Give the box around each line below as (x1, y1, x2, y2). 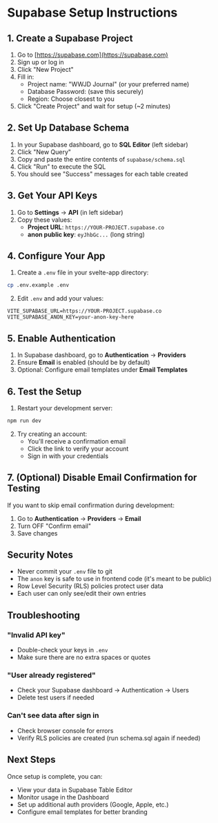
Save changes (17, 529, 58, 537)
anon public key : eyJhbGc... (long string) (27, 230, 145, 238)
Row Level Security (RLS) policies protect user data (17, 582, 163, 590)
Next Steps (7, 754, 56, 766)
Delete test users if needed (17, 693, 95, 702)
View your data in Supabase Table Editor (17, 786, 133, 794)
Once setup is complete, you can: (7, 772, 103, 780)
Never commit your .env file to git (17, 567, 112, 576)
